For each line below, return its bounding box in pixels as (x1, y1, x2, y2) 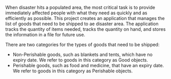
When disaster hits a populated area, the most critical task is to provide (5, 5, 155, 10)
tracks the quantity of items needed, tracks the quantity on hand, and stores (5, 26, 166, 32)
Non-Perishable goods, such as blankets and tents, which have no (12, 51, 153, 57)
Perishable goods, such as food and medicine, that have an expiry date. (12, 63, 164, 68)
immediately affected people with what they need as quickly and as (5, 10, 147, 16)
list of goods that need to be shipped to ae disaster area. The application (5, 21, 159, 27)
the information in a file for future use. (5, 32, 85, 37)
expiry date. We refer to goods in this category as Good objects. (12, 57, 148, 63)
